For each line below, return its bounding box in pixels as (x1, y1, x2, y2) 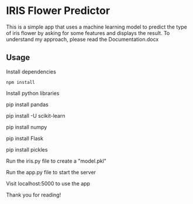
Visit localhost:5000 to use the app (6, 180, 91, 187)
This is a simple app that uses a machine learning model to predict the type (6, 23, 187, 30)
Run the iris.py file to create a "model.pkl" (6, 157, 107, 164)
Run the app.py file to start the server (6, 168, 96, 175)
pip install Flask (6, 135, 44, 142)
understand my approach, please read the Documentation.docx (6, 36, 159, 43)
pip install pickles (6, 146, 48, 153)
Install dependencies (6, 68, 57, 75)
